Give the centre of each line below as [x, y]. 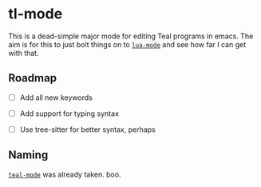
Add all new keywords [56, 97]
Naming [28, 155]
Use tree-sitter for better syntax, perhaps [87, 129]
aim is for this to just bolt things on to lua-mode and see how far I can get [127, 44]
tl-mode [36, 14]
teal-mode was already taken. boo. [65, 174]
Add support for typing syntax [69, 113]
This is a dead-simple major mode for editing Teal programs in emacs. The [131, 36]
